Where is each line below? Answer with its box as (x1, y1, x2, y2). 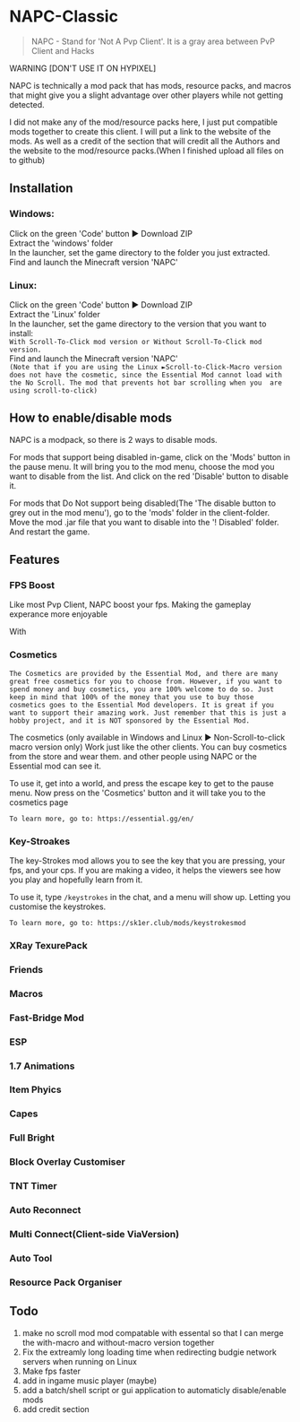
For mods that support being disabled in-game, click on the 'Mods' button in (9, 451, 291, 463)
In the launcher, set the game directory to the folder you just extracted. (9, 247, 270, 257)
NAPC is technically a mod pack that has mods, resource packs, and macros (9, 80, 292, 91)
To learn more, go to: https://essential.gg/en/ (9, 814, 194, 823)
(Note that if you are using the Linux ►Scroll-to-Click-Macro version (9, 362, 282, 371)
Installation (9, 181, 73, 196)
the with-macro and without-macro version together (21, 1337, 215, 1348)
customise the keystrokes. (9, 901, 107, 912)
